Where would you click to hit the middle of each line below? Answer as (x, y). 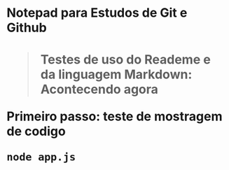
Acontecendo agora (99, 90)
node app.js (41, 157)
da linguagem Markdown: (116, 75)
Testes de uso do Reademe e (125, 60)
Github (27, 28)
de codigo (36, 132)
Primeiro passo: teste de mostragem (114, 116)
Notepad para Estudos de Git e (97, 13)
